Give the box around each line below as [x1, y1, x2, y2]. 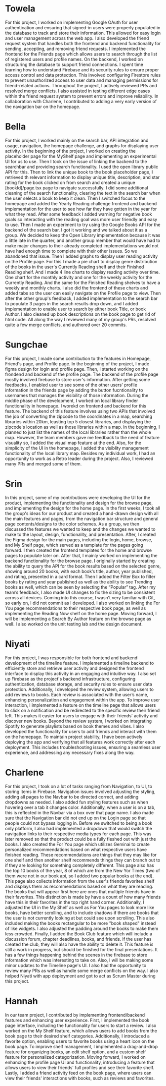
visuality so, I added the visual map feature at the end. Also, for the [5, 440, 142, 446]
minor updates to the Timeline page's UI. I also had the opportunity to [5, 962, 147, 968]
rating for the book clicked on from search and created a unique [5, 179, 135, 185]
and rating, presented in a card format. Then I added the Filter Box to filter [5, 573, 156, 579]
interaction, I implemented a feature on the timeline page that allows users [5, 702, 156, 708]
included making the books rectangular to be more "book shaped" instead [5, 920, 156, 926]
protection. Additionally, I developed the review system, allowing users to [5, 686, 154, 692]
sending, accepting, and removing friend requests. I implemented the [5, 46, 146, 52]
